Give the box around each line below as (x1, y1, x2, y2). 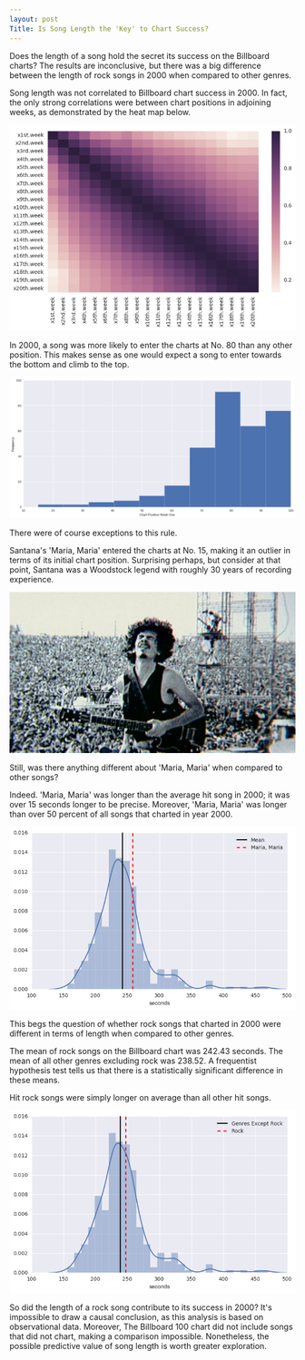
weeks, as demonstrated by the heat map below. (9, 106, 192, 117)
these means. (9, 1074, 61, 1085)
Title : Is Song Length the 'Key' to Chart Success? (9, 24, 209, 34)
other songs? (9, 771, 59, 782)
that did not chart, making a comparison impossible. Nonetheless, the (9, 1330, 270, 1342)
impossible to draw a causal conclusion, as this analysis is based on (9, 1311, 264, 1322)
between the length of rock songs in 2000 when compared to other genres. (9, 69, 292, 81)
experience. (9, 574, 54, 585)
